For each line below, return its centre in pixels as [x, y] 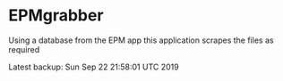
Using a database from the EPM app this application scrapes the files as [141, 40]
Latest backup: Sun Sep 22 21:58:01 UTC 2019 [94, 67]
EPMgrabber [56, 16]
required [24, 49]
